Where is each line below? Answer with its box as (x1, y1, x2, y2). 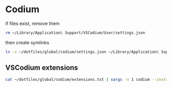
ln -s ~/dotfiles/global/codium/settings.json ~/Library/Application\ (5, 49, 159, 54)
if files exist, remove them (5, 20, 60, 26)
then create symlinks (5, 39, 50, 45)
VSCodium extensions (5, 64, 78, 72)
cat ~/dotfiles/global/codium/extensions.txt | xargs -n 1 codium (5, 77, 150, 82)
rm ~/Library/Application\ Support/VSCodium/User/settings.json (5, 30, 145, 35)
